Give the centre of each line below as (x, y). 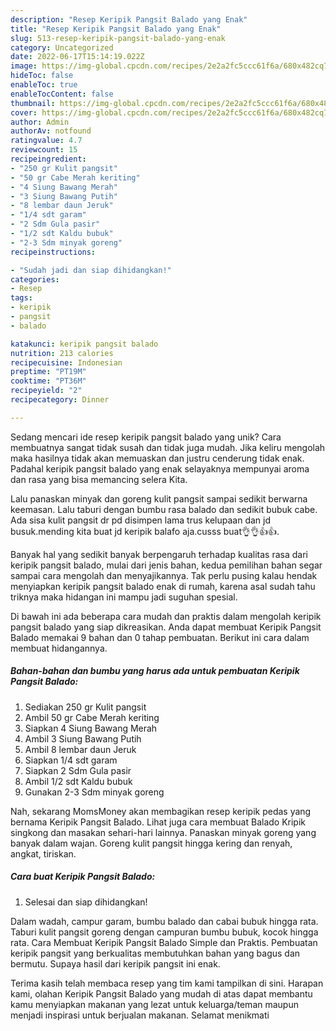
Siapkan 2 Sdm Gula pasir (78, 770)
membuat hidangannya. (59, 648)
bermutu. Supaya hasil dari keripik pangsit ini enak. (115, 963)
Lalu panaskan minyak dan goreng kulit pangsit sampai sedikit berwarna (159, 498)
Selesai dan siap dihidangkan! (86, 902)
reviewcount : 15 (44, 150)
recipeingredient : (48, 159)
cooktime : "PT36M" (48, 381)
